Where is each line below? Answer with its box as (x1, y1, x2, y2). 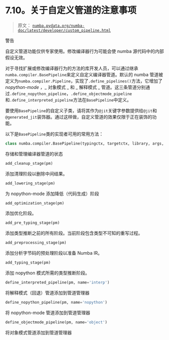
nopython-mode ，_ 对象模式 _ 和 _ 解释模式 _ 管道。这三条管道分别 (5, 84, 146, 90)
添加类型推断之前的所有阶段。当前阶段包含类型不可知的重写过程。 (5, 230, 143, 236)
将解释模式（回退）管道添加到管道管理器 (5, 289, 90, 296)
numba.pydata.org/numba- (32, 23, 85, 28)
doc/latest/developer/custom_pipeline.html (17, 28, 111, 33)
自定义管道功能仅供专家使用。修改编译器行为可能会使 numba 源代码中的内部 (5, 48, 164, 54)
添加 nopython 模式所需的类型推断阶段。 (5, 270, 90, 276)
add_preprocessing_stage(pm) (5, 240, 67, 246)
